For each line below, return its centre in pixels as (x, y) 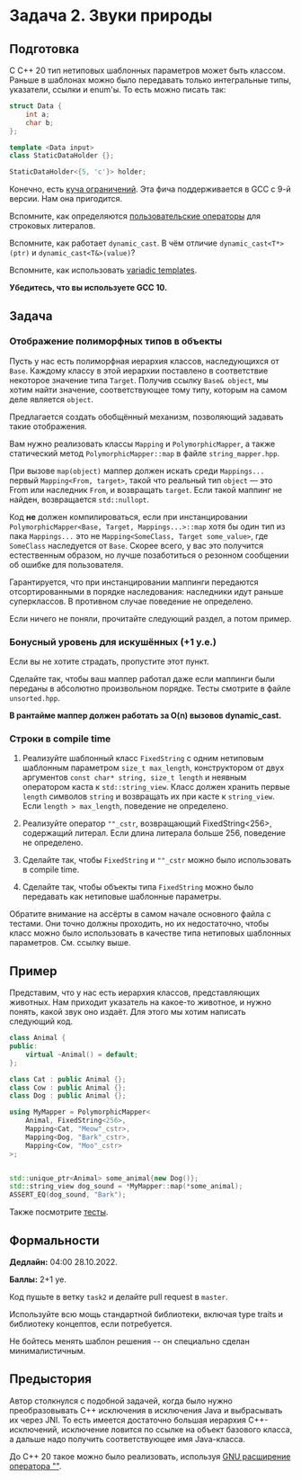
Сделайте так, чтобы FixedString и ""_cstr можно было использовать (157, 860)
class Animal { (38, 1038)
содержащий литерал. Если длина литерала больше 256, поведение (154, 833)
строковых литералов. (53, 226)
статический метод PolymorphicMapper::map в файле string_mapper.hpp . (145, 453)
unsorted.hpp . (35, 698)
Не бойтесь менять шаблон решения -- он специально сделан (129, 1341)
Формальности (55, 1240)
